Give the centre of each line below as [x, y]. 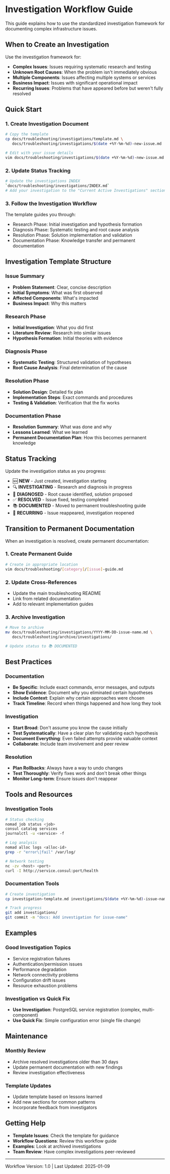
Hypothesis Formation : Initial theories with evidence [68, 338]
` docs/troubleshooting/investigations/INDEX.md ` [57, 186]
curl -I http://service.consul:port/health [52, 871]
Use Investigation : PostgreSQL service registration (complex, [77, 1010]
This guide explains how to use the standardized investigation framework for [85, 23]
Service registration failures [41, 958]
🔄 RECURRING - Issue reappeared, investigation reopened [73, 513]
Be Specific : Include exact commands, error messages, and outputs [84, 687]
